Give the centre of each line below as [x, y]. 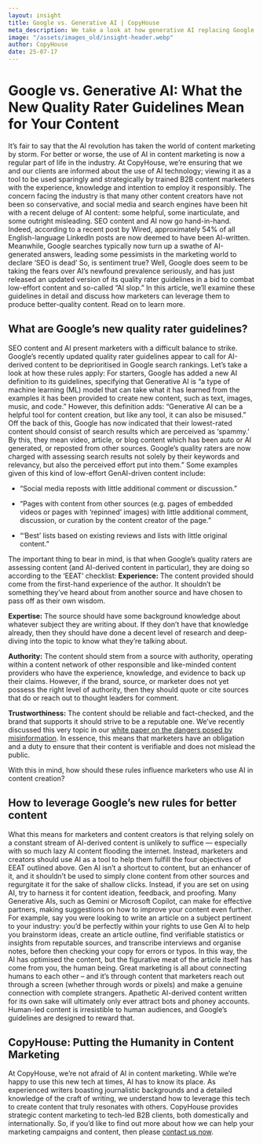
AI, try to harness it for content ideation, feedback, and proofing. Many [122, 893]
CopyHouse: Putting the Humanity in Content [121, 1042]
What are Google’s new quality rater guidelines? [128, 329]
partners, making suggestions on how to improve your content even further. [131, 909]
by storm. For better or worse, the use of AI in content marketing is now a [127, 154]
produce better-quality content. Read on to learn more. [97, 304]
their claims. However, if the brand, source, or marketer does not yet [119, 681]
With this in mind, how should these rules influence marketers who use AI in [131, 769]
